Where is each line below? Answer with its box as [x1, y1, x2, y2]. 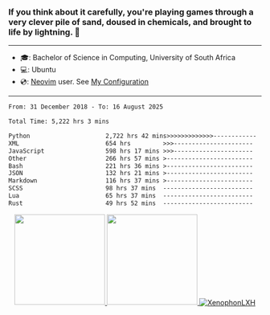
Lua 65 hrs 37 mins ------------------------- [8, 192, 253, 200]
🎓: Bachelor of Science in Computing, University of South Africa [19, 53, 235, 63]
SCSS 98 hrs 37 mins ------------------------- [8, 184, 253, 193]
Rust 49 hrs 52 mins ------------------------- [8, 199, 253, 207]
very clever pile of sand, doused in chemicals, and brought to [8, 16, 252, 27]
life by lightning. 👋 [8, 27, 80, 38]
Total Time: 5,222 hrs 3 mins [8, 117, 110, 126]
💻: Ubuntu [19, 65, 56, 75]
